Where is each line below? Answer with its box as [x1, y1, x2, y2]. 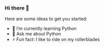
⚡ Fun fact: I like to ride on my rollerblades [12, 36, 100, 42]
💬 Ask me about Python [12, 31, 62, 37]
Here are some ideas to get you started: [5, 16, 88, 22]
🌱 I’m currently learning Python [12, 25, 77, 31]
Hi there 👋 [5, 4, 30, 11]
